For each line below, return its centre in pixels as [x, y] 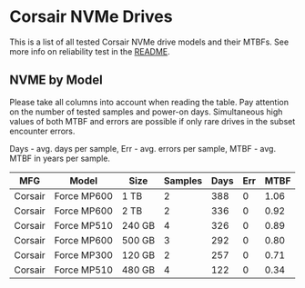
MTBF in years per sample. [60, 158]
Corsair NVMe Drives [91, 17]
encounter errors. [42, 131]
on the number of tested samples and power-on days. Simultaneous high [146, 112]
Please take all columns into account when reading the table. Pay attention [149, 102]
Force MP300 [84, 254]
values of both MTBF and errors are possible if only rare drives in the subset [152, 121]
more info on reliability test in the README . [90, 51]
